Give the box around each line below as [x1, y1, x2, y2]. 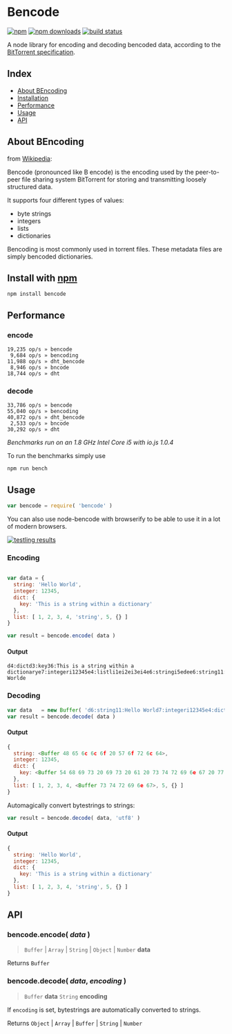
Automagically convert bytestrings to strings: [7, 801, 135, 809]
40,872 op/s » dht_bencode [7, 414, 85, 421]
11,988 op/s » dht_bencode [7, 358, 85, 365]
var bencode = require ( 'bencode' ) [7, 502, 113, 509]
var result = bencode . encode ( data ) [7, 632, 116, 640]
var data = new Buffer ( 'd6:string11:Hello [7, 706, 140, 714]
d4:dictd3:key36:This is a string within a [7, 663, 135, 669]
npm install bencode [7, 290, 67, 298]
